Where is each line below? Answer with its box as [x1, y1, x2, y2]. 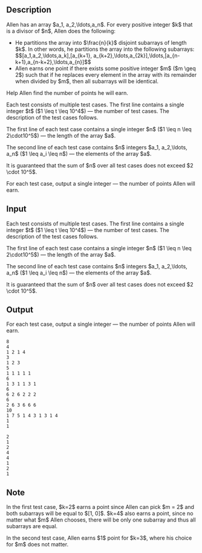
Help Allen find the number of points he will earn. [6, 89, 129, 96]
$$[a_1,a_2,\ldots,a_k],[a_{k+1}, [15, 51, 93, 59]
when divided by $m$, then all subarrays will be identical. [15, 77, 159, 85]
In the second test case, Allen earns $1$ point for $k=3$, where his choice [6, 534, 192, 542]
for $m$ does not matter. [6, 541, 68, 548]
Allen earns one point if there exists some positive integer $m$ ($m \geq [15, 65, 197, 72]
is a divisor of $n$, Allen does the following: [6, 27, 116, 34]
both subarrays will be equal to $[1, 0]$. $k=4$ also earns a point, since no [6, 510, 194, 517]
